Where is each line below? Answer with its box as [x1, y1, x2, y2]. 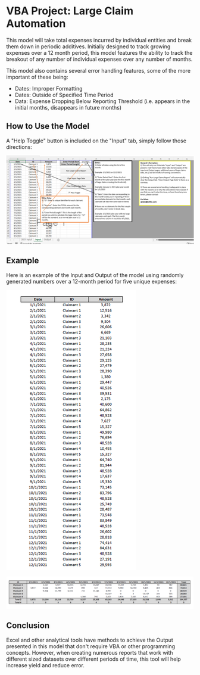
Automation [6, 17, 66, 30]
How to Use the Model [6, 121, 90, 132]
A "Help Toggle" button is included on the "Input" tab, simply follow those [6, 137, 186, 144]
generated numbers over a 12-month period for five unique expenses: [6, 278, 177, 285]
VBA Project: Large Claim [6, 4, 134, 18]
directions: [6, 143, 33, 150]
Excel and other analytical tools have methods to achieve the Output [6, 636, 174, 643]
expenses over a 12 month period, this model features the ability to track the [6, 49, 193, 56]
